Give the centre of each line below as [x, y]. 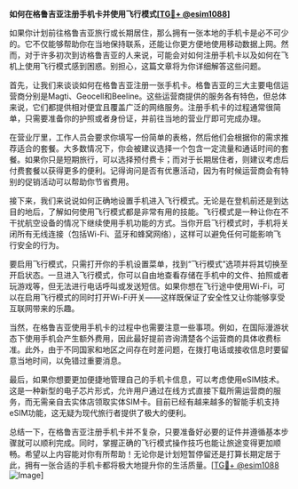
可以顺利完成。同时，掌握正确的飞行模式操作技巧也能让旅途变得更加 [149, 443]
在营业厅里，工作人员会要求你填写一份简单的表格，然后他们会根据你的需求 [145, 137]
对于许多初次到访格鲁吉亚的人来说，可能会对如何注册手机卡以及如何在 [153, 55]
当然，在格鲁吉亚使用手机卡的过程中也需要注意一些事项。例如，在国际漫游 [145, 327]
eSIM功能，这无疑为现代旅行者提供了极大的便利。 [100, 413]
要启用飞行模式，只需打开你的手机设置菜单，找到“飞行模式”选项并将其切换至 [149, 264]
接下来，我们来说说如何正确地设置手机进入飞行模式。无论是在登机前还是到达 [149, 200]
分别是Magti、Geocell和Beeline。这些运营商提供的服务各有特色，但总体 [155, 96]
